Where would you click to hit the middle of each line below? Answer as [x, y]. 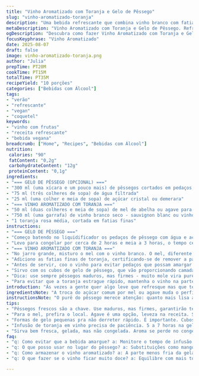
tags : [13, 94]
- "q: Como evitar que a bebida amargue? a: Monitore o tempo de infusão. [100, 342]
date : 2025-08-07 [28, 45]
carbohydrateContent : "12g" [43, 166]
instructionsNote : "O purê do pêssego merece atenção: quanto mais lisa [98, 298]
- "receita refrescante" [37, 133]
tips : [13, 303]
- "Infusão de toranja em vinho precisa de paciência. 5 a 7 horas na [95, 325]
